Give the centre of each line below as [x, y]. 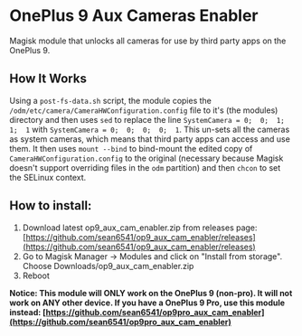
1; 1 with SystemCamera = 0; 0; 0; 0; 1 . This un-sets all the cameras [150, 129]
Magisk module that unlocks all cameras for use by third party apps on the [148, 41]
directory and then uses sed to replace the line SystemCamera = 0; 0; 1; [147, 119]
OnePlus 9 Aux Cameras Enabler [134, 16]
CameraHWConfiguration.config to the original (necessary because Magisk [146, 158]
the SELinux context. [48, 177]
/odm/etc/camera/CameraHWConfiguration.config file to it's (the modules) [144, 110]
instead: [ [28, 312]
